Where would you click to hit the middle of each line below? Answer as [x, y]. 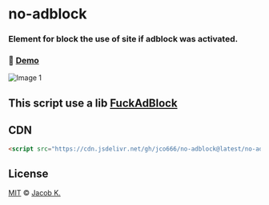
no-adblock [48, 14]
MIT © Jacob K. [35, 193]
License [28, 173]
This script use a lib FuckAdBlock [93, 103]
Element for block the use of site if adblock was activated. [123, 39]
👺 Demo [24, 61]
